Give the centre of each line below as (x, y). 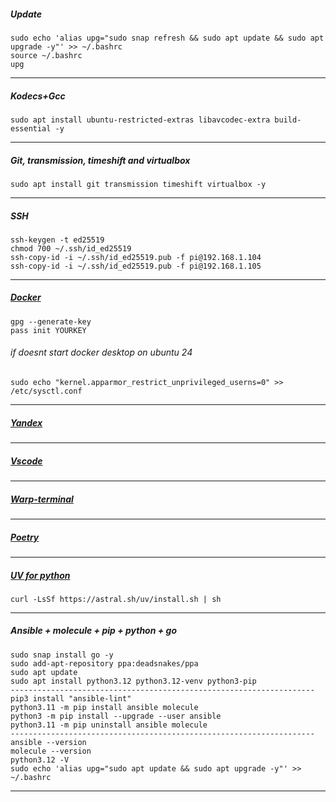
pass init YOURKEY (48, 330)
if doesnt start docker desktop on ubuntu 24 (101, 352)
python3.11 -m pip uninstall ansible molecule (109, 725)
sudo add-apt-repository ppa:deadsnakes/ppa (104, 663)
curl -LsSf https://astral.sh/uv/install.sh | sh (116, 599)
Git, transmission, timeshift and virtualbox (100, 160)
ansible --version (48, 742)
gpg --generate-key (51, 321)
